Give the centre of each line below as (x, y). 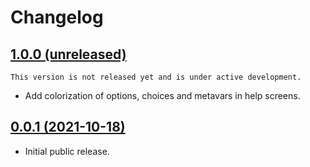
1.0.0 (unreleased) (68, 54)
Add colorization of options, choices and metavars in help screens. (162, 95)
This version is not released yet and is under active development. (156, 77)
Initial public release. (67, 151)
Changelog (57, 17)
